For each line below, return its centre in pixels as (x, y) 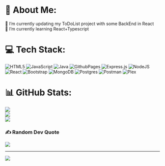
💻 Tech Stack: (35, 50)
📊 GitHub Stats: (39, 93)
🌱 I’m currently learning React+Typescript (47, 28)
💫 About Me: (31, 10)
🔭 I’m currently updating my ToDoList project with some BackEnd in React (80, 24)
